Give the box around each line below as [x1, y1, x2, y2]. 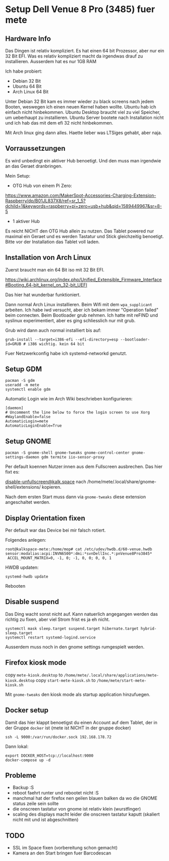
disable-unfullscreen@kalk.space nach [5, 479, 87, 485]
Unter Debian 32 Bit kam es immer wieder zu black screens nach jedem [5, 98, 154, 104]
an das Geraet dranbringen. [5, 163, 63, 169]
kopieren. [42, 484, 62, 490]
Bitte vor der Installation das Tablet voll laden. [5, 239, 100, 245]
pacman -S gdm [5, 378, 35, 383]
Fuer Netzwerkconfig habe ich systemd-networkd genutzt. [5, 350, 127, 356]
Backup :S [12, 784, 34, 790]
